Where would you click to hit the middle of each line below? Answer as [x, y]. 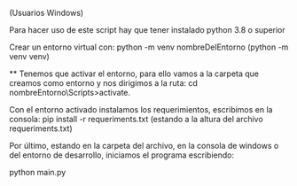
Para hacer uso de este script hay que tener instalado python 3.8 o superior [147, 30]
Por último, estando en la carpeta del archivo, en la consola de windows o [144, 146]
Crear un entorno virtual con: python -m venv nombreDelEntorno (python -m [149, 47]
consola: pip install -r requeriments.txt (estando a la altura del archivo [136, 119]
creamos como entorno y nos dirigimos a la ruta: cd [103, 83]
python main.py [38, 172]
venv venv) [30, 56]
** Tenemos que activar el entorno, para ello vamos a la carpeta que [134, 74]
